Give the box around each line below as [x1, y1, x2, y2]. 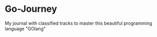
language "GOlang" [5, 25, 46, 31]
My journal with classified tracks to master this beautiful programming [5, 20, 152, 26]
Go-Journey [5, 3, 57, 15]
